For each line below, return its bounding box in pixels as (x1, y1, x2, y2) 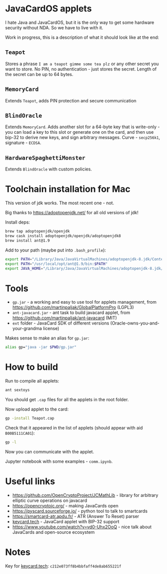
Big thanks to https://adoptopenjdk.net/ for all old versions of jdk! (5, 210, 139, 216)
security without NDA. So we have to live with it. (5, 24, 103, 30)
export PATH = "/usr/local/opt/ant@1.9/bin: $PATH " (5, 261, 108, 266)
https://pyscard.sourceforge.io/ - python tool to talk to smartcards (12, 508, 148, 514)
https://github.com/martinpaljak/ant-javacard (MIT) (12, 315, 117, 321)
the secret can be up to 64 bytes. (5, 71, 74, 77)
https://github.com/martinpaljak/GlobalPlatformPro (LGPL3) (12, 304, 134, 311)
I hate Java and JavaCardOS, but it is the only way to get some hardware (5, 19, 155, 25)
